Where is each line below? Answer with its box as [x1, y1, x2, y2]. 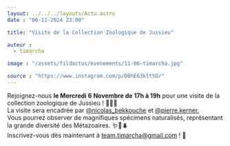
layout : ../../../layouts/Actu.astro [7, 10, 116, 17]
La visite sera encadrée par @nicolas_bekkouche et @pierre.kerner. [7, 106, 200, 114]
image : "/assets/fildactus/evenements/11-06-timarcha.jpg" [7, 60, 184, 67]
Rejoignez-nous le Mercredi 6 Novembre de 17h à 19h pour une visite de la [7, 91, 220, 100]
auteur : [7, 41, 32, 48]
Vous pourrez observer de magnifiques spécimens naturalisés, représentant [7, 113, 223, 121]
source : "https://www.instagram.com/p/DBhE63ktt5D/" [7, 73, 165, 80]
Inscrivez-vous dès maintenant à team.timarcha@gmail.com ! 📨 [7, 131, 187, 139]
